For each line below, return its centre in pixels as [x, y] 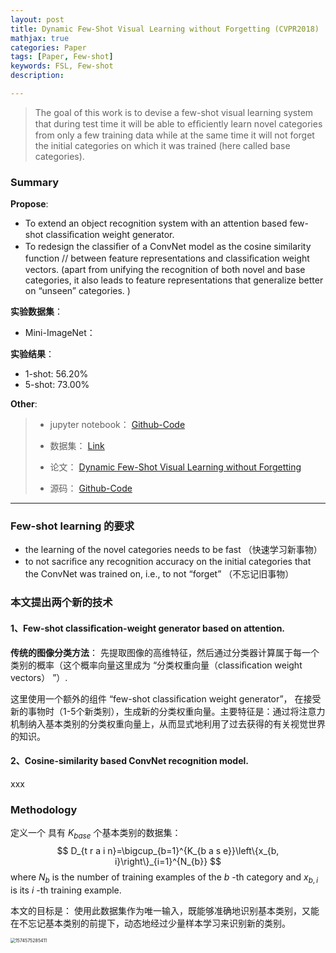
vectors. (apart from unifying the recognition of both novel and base [165, 270]
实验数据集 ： [36, 312]
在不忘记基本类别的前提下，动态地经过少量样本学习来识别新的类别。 [150, 923]
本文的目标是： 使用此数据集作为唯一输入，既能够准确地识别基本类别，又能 [165, 910]
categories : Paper [48, 47]
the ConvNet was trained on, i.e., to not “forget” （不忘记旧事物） [159, 574]
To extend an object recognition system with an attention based [156, 223]
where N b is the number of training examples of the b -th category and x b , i [164, 878]
